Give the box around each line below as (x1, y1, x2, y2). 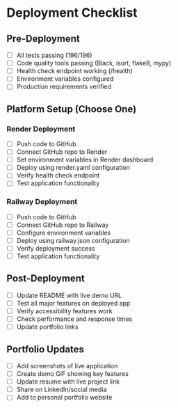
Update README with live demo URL (16, 291, 122, 299)
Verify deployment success (16, 244, 95, 252)
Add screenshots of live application (16, 361, 118, 370)
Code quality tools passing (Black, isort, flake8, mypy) (16, 59, 172, 68)
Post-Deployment (6, 273, 85, 285)
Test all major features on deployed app (16, 299, 131, 307)
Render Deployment (6, 124, 76, 134)
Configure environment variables (16, 228, 111, 237)
